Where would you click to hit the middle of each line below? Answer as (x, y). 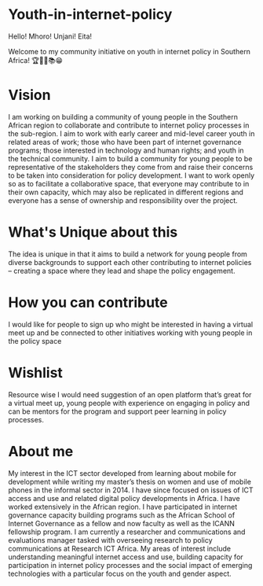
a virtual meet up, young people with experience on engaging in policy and (129, 403)
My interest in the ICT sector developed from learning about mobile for (122, 473)
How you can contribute (88, 302)
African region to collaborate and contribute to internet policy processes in (129, 125)
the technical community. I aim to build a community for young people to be (130, 158)
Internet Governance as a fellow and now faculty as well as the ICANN (122, 523)
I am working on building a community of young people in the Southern (123, 116)
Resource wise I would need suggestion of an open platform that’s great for (130, 394)
